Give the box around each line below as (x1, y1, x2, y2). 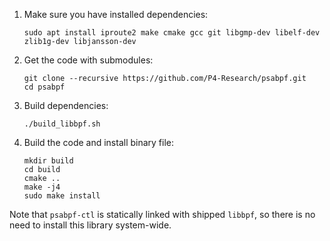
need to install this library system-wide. (9, 219, 172, 231)
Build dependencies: (23, 100, 109, 111)
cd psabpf (23, 82, 66, 92)
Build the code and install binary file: (23, 137, 175, 148)
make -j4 (23, 182, 61, 192)
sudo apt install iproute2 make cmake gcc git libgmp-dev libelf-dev (23, 28, 321, 38)
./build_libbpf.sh (23, 119, 101, 129)
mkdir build (23, 156, 74, 166)
